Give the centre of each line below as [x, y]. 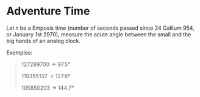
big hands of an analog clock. [44, 41]
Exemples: [19, 52]
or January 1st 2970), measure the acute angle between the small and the [99, 34]
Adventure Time [48, 11]
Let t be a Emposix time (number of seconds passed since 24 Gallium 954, [101, 28]
